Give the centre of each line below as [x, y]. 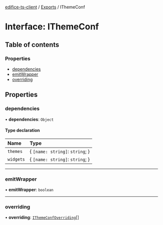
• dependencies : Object [29, 119]
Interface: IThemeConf [52, 27]
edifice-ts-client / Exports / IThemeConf [45, 7]
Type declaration [23, 131]
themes [15, 151]
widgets [16, 159]
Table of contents [32, 45]
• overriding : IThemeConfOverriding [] [42, 217]
